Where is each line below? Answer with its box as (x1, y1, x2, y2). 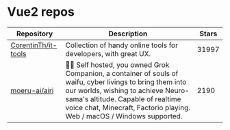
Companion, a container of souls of (65, 68, 179, 78)
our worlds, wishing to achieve (65, 86, 164, 95)
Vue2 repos (7, 4, 75, 20)
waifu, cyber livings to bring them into (65, 77, 187, 86)
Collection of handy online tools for (65, 40, 178, 50)
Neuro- (165, 86, 190, 95)
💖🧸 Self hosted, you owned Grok (65, 60, 170, 69)
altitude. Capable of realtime (90, 94, 181, 103)
